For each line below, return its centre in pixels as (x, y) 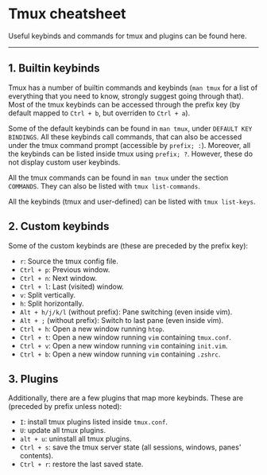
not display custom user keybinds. (64, 162)
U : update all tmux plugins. (62, 430)
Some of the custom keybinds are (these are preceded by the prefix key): (128, 245)
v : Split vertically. (48, 294)
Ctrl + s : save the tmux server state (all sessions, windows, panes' (130, 447)
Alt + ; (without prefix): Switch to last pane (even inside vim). (122, 320)
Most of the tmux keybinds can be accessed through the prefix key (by (124, 104)
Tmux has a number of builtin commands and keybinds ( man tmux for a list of (133, 88)
